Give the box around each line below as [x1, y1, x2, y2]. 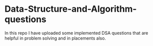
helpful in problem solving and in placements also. [4, 35, 106, 41]
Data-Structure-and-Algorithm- [4, 3, 137, 15]
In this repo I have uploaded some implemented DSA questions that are [4, 30, 148, 36]
